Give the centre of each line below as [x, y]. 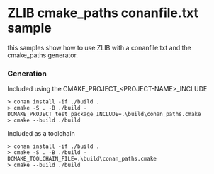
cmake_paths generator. [43, 55]
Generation [27, 74]
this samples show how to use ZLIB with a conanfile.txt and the [99, 47]
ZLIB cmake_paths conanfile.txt [103, 13]
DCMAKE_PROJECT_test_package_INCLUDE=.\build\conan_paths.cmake [104, 115]
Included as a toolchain [41, 134]
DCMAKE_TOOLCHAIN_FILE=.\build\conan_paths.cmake [82, 159]
